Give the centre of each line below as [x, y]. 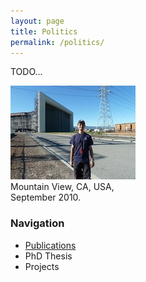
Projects [42, 266]
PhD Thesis [48, 256]
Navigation [37, 223]
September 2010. [46, 197]
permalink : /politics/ [57, 42]
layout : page [37, 21]
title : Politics [44, 31]
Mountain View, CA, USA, [62, 187]
